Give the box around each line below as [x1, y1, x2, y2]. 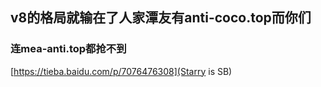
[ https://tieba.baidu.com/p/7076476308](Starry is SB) [10, 65, 233, 77]
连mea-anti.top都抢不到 [10, 42, 127, 56]
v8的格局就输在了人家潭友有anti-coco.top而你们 [10, 9, 312, 27]
